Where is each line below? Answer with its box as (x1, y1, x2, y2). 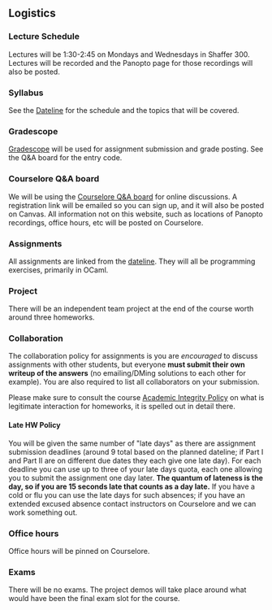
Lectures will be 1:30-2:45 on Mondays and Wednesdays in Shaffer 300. (8, 49, 250, 59)
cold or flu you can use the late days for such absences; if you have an (8, 490, 245, 499)
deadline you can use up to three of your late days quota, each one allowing (8, 464, 262, 474)
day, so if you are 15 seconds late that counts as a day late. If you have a (8, 481, 256, 491)
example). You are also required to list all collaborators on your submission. (8, 377, 260, 387)
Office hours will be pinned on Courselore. (8, 546, 150, 556)
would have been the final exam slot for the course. (8, 594, 180, 603)
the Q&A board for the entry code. (8, 153, 123, 163)
